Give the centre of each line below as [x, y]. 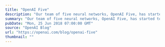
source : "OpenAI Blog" [28, 28]
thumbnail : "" [20, 37]
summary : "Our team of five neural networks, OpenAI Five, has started [80, 19]
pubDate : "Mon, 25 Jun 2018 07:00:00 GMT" [49, 23]
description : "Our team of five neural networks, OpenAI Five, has [76, 14]
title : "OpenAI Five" [27, 10]
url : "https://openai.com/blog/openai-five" [51, 32]
